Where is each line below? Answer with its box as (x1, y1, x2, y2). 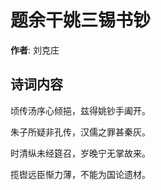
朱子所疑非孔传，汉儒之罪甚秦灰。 (10, 126, 151, 138)
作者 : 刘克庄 (10, 44, 60, 56)
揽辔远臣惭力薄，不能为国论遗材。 (10, 168, 151, 180)
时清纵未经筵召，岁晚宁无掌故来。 (10, 147, 151, 159)
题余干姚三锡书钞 (10, 9, 152, 32)
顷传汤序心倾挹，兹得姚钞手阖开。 (10, 104, 151, 116)
